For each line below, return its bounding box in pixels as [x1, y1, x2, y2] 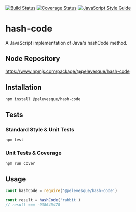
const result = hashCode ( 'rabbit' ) [5, 198, 81, 203]
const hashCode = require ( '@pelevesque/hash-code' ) [5, 188, 117, 194]
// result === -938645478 [5, 202, 60, 207]
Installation [5, 83, 42, 92]
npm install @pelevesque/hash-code [5, 96, 81, 102]
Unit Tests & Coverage [5, 149, 62, 156]
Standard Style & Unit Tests [5, 125, 75, 133]
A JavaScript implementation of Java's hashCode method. [5, 39, 128, 46]
